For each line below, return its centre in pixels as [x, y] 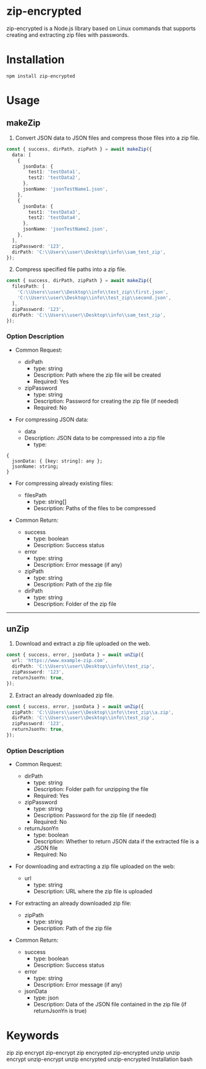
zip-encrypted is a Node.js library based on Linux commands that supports [101, 28]
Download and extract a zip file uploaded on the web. [83, 644]
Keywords [33, 1035]
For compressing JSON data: [52, 419]
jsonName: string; [36, 466]
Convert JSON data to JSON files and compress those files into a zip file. [107, 138]
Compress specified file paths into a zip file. [71, 269]
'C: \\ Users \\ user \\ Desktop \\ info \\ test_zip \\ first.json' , [93, 292]
